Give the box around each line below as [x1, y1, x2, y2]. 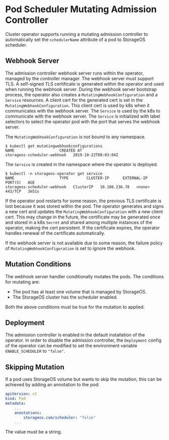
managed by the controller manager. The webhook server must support [5, 75, 154, 82]
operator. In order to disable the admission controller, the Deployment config [5, 337, 161, 343]
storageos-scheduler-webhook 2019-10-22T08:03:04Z [5, 152, 119, 158]
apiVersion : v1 [5, 391, 37, 396]
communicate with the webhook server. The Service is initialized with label [5, 113, 160, 119]
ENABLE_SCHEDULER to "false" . [5, 348, 66, 354]
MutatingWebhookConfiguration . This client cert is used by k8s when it [5, 102, 150, 108]
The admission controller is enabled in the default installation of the [5, 332, 145, 338]
